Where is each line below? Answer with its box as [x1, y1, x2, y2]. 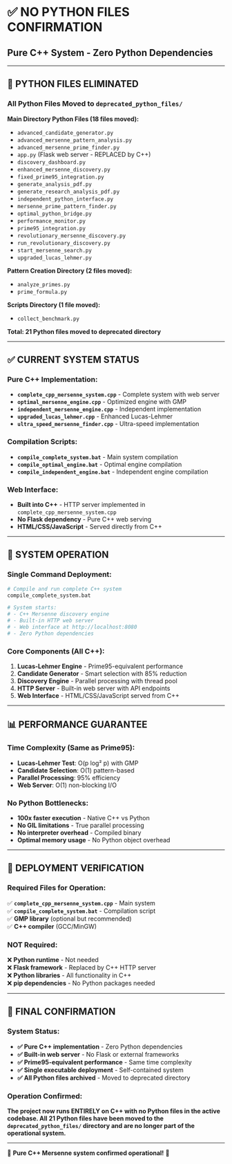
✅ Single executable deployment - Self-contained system [17, 1066, 184, 1074]
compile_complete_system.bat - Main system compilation [17, 452, 178, 461]
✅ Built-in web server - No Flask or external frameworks [17, 1050, 180, 1058]
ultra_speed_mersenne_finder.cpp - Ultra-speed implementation [17, 420, 200, 428]
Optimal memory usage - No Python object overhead [17, 836, 171, 844]
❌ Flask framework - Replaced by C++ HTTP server [7, 963, 157, 972]
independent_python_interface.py [17, 195, 114, 203]
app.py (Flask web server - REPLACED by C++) [17, 150, 151, 158]
